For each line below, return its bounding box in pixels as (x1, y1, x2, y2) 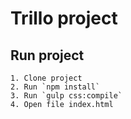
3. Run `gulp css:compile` (10, 91, 123, 101)
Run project (10, 47, 85, 64)
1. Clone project (10, 73, 83, 83)
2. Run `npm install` (10, 82, 101, 92)
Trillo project (10, 7, 118, 30)
